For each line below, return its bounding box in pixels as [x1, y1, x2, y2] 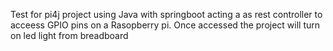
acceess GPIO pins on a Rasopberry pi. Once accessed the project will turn [10, 19, 321, 31]
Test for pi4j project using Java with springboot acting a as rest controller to [10, 9, 323, 20]
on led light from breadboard [10, 30, 129, 41]
